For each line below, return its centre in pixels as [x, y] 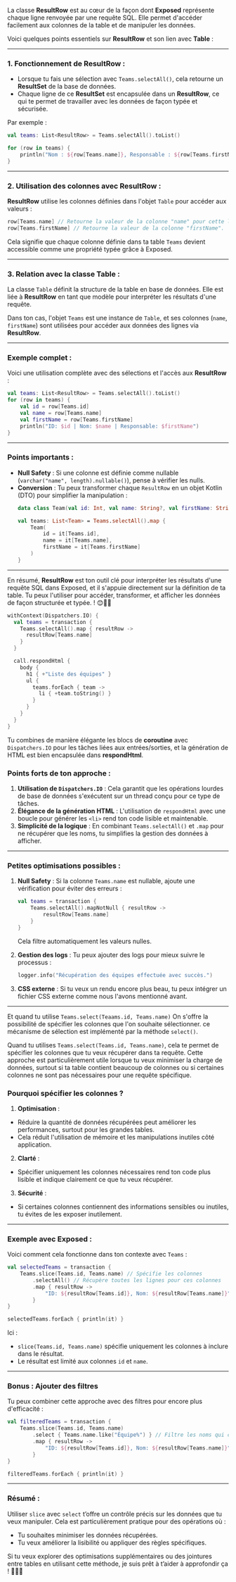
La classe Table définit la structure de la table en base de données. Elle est [115, 289]
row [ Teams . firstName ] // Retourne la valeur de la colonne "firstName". [116, 228]
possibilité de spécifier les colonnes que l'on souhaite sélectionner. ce [109, 1023]
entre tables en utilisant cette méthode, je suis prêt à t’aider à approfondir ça [118, 1564]
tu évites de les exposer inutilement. [70, 1214]
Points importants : [40, 457]
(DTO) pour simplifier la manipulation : [72, 495]
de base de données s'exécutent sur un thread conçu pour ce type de [119, 796]
